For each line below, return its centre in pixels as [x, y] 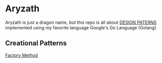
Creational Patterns [36, 43]
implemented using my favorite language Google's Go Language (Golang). [81, 27]
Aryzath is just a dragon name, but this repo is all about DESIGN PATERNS [81, 22]
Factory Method [22, 55]
